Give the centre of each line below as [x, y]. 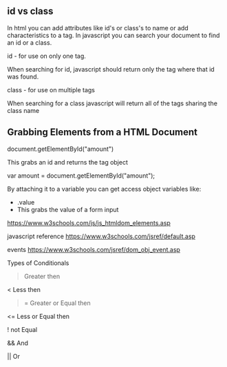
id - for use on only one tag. [46, 56]
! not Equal [22, 329]
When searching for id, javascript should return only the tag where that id [111, 69]
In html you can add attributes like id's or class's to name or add [98, 28]
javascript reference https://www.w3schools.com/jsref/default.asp [101, 236]
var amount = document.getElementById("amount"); [81, 176]
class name [23, 110]
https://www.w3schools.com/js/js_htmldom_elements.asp [89, 222]
